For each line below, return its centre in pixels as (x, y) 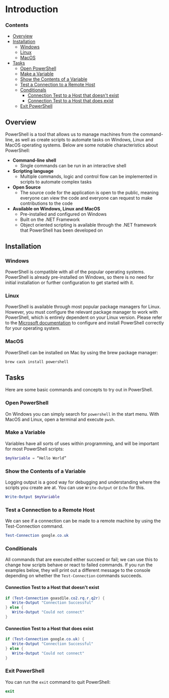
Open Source (27, 187)
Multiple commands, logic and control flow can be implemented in (89, 176)
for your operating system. (33, 328)
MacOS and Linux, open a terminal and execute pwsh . (60, 419)
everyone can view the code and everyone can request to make (86, 198)
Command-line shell (34, 160)
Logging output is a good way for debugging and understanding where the (83, 482)
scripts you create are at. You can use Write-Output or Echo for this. (75, 488)
